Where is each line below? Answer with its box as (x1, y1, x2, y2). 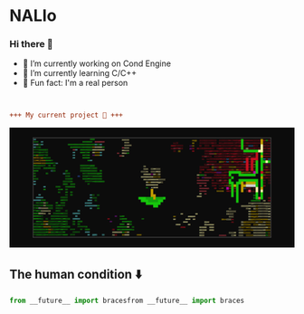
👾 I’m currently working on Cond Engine (22, 58, 172, 69)
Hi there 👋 (9, 38, 54, 51)
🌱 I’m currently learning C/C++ (22, 68, 138, 79)
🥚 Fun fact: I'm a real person (22, 78, 128, 89)
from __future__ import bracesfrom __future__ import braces (9, 296, 245, 305)
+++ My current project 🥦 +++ (9, 110, 124, 119)
